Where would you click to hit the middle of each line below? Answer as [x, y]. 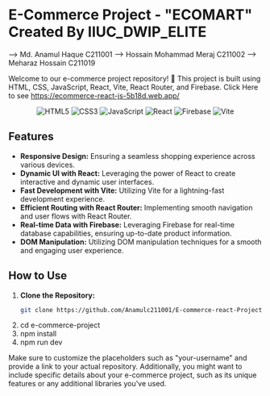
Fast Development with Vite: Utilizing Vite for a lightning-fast [122, 190]
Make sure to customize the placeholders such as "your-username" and [128, 358]
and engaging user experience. [72, 250]
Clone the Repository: [57, 295]
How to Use [38, 276]
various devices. [47, 165]
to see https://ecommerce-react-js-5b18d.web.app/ [94, 95]
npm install [38, 334]
